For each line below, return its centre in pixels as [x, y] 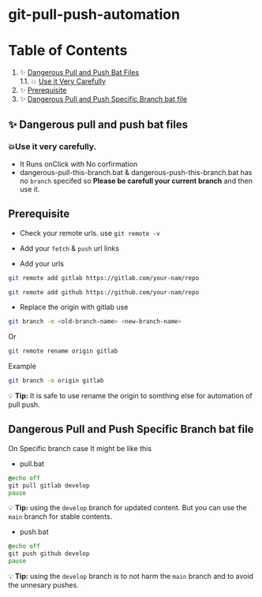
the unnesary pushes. [43, 585]
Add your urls [42, 263]
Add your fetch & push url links [69, 248]
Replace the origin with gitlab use [74, 307]
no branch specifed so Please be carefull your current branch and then [136, 181]
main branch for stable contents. [60, 517]
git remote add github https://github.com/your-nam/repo [104, 292]
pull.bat [32, 464]
